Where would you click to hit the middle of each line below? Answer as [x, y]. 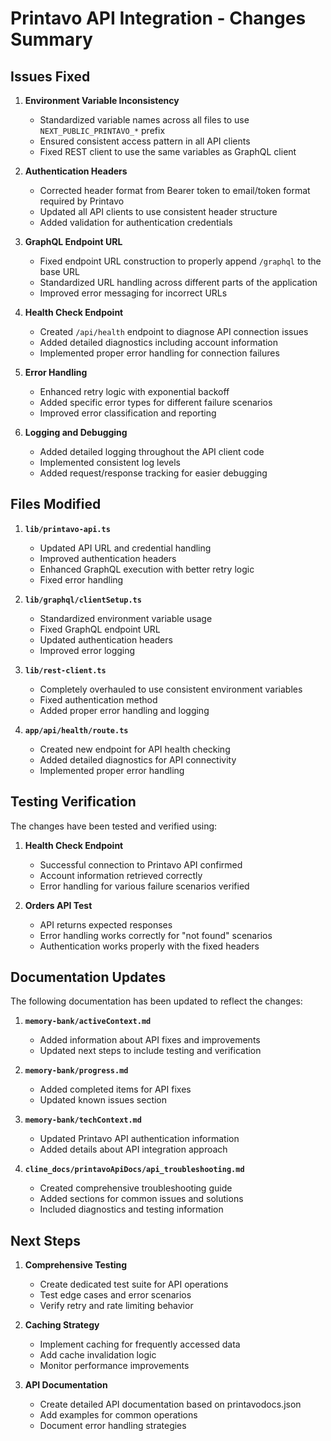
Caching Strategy [62, 1325]
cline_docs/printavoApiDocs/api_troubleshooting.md [134, 1170]
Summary [51, 39]
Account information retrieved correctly [121, 875]
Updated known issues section [103, 1100]
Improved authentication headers [108, 558]
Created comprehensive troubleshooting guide [136, 1188]
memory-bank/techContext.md [83, 1120]
